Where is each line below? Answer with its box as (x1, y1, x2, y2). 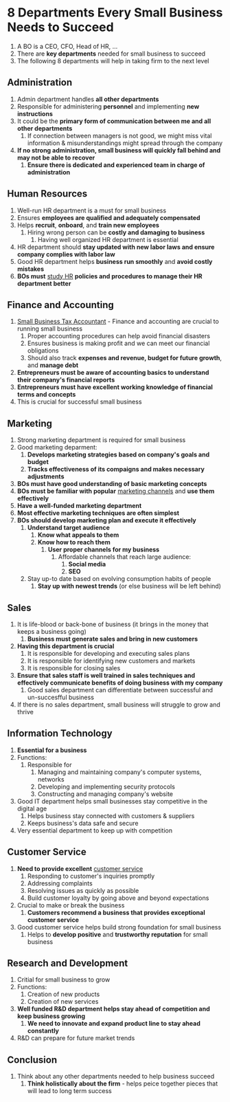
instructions (16, 109, 53, 118)
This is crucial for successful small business (16, 397, 142, 406)
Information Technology (7, 727, 113, 740)
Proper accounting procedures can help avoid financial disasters (27, 332, 211, 340)
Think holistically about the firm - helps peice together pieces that (27, 1079, 218, 1088)
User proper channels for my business (47, 545, 160, 554)
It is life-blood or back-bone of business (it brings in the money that (16, 620, 209, 628)
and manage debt (27, 361, 79, 369)
